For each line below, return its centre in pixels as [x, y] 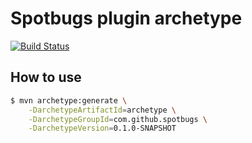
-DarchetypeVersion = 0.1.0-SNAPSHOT [102, 128]
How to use [46, 77]
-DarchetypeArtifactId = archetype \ [102, 110]
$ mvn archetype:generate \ [69, 100]
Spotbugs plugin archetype [126, 18]
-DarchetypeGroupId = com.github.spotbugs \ [118, 119]
